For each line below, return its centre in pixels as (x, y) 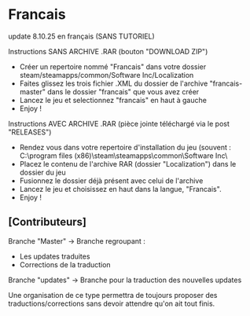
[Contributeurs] (48, 222)
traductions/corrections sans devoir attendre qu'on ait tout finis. (112, 303)
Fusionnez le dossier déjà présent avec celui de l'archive (111, 180)
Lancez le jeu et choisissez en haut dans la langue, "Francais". (120, 189)
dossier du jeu (42, 172)
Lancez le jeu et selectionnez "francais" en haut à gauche (113, 100)
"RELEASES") (30, 132)
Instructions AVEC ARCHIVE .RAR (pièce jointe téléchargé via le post (119, 123)
